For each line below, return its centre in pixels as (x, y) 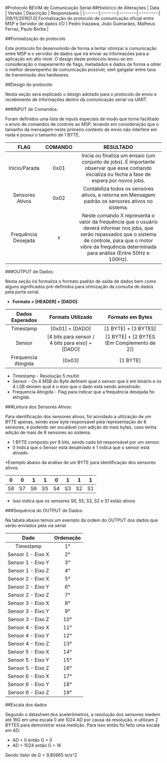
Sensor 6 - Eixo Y (29, 684)
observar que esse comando (118, 168)
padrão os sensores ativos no (118, 201)
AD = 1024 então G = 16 (37, 745)
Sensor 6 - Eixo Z (28, 692)
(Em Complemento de (130, 343)
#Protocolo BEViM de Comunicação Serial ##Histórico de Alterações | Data (82, 8)
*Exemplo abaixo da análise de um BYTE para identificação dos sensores (81, 462)
